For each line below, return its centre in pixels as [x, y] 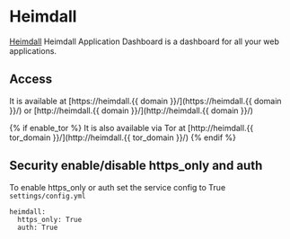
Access [31, 80]
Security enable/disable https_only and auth [136, 166]
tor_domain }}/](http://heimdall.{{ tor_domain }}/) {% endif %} [123, 137]
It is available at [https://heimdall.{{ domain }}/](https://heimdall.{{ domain [145, 101]
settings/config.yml [48, 196]
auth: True [38, 227]
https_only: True [50, 219]
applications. [33, 50]
